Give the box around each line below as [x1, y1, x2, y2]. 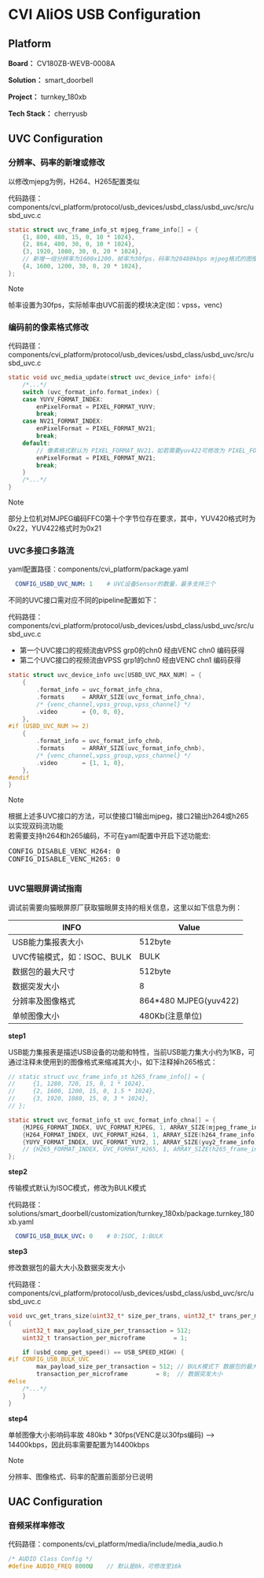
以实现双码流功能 [8, 821, 64, 831]
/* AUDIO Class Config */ [8, 1555, 93, 1563]
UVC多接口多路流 [8, 545, 75, 556]
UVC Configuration [8, 132, 104, 146]
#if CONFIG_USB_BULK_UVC [8, 1355, 90, 1363]
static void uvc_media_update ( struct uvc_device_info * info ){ [8, 374, 216, 382]
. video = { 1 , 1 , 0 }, [36, 759, 125, 767]
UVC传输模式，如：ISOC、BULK [12, 951, 132, 962]
